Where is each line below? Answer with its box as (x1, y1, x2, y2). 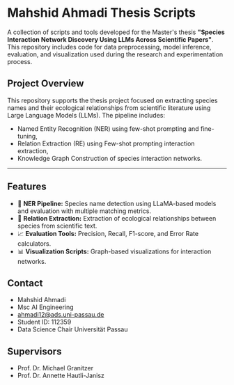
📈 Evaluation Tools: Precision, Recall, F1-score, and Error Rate (17, 229, 199, 237)
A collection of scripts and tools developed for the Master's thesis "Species (7, 28, 225, 36)
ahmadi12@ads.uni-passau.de (17, 311, 104, 319)
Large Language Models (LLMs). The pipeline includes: (7, 111, 166, 119)
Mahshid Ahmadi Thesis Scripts (7, 5, 196, 21)
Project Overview (7, 78, 84, 90)
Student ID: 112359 (17, 318, 72, 327)
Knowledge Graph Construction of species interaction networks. (17, 154, 203, 162)
